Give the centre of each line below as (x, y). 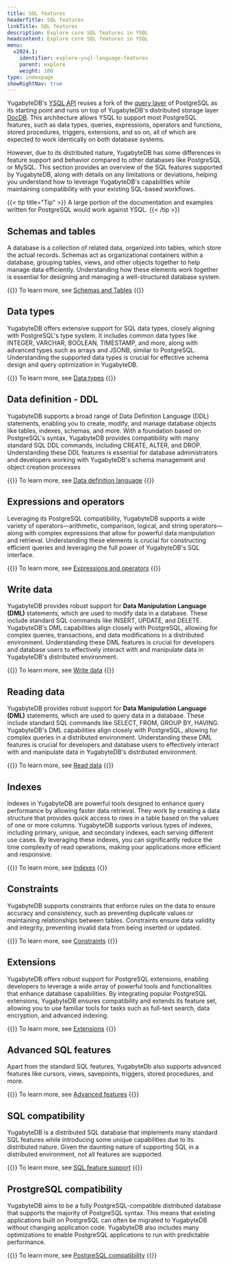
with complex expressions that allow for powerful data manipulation (120, 533)
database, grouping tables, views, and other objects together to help (104, 263)
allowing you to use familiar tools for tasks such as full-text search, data (108, 1008)
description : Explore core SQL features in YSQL (78, 33)
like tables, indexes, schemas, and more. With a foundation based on (104, 430)
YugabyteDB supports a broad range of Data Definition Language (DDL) (108, 416)
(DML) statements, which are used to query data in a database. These (106, 716)
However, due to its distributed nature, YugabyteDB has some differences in (114, 153)
